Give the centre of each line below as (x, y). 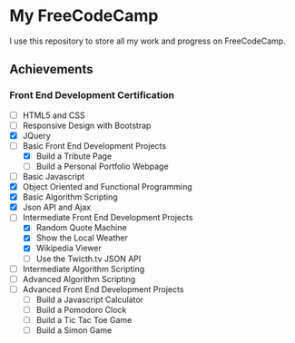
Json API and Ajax (57, 207)
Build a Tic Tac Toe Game (84, 319)
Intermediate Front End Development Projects (108, 218)
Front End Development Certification (92, 95)
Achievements (51, 69)
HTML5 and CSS (54, 115)
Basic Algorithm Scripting (70, 197)
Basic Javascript (54, 176)
